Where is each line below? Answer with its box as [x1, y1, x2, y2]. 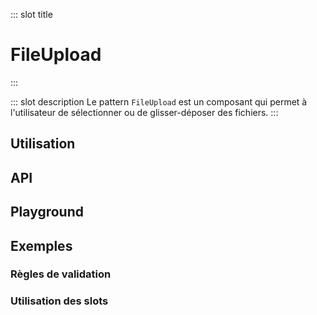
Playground [10, 204, 84, 221]
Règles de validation [10, 267, 112, 281]
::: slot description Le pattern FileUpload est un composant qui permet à [10, 95, 308, 108]
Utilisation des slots [10, 294, 109, 308]
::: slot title [10, 9, 53, 20]
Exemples [10, 237, 73, 254]
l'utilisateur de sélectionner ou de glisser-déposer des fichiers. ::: [10, 106, 279, 118]
